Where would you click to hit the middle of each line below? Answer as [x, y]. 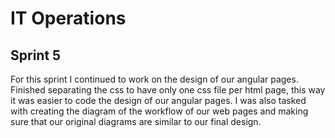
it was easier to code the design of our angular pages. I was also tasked [158, 100]
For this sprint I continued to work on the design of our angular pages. [154, 79]
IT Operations [68, 18]
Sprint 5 [36, 55]
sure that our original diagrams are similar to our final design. [136, 121]
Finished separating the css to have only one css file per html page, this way [168, 90]
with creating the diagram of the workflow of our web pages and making [159, 111]
